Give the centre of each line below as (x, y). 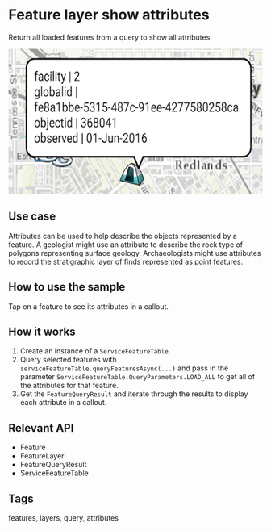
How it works (42, 331)
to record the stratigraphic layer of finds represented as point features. (126, 261)
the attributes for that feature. (69, 386)
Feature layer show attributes (109, 15)
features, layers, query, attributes (64, 518)
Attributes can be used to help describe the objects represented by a (123, 236)
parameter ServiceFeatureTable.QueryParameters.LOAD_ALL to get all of (138, 377)
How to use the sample (67, 287)
